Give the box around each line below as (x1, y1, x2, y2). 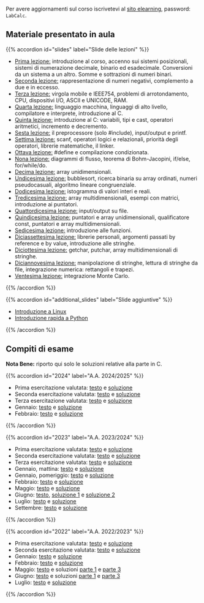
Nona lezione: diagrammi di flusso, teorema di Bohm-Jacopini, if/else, (14, 155, 191, 162)
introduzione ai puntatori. (14, 200, 78, 208)
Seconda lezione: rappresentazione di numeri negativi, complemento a (14, 77, 194, 84)
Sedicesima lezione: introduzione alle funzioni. (14, 227, 132, 234)
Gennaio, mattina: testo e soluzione (14, 465, 104, 472)
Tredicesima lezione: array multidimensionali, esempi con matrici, (14, 194, 180, 201)
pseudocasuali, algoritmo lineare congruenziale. (14, 181, 136, 189)
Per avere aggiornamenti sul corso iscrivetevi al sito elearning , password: (6, 6, 191, 12)
